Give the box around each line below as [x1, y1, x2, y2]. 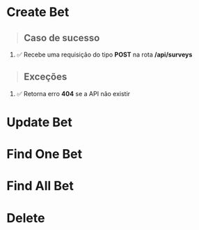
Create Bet [6, 4, 70, 20]
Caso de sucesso [23, 32, 100, 44]
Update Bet [6, 114, 72, 130]
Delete [6, 210, 45, 226]
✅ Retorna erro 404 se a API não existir [16, 89, 130, 98]
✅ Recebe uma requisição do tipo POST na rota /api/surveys [16, 50, 193, 59]
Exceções [23, 71, 67, 83]
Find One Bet [6, 146, 83, 162]
